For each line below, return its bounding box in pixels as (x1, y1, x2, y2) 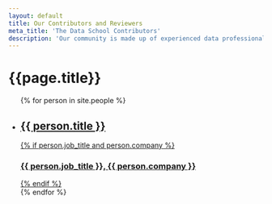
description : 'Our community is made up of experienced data (8, 34, 219, 43)
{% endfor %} (19, 187, 67, 198)
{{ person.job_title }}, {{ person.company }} (19, 160, 197, 172)
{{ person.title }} (19, 119, 106, 133)
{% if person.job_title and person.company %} (19, 140, 176, 150)
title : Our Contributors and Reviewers (8, 19, 143, 27)
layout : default (8, 11, 63, 20)
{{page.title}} (8, 69, 101, 87)
